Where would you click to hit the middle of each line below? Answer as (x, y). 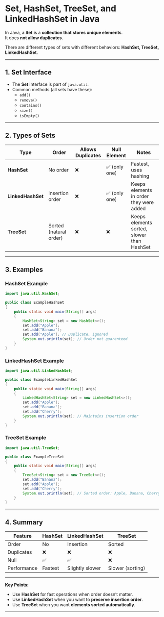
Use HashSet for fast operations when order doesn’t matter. (72, 594)
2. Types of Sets (30, 136)
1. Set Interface (29, 72)
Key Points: (17, 585)
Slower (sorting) (127, 568)
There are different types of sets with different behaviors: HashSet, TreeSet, (82, 47)
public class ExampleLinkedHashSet (41, 380)
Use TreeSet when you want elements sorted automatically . (74, 605)
